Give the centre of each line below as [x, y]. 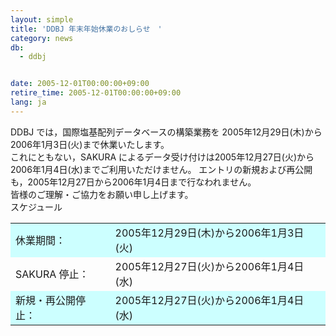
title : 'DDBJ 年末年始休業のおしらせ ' [86, 29]
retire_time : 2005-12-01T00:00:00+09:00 [96, 93]
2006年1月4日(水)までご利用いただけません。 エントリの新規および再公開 [161, 169]
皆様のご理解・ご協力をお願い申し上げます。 [102, 194]
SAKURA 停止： [52, 274]
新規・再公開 [46, 300]
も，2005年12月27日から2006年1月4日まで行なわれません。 [133, 182]
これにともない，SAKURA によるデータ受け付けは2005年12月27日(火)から [162, 157]
